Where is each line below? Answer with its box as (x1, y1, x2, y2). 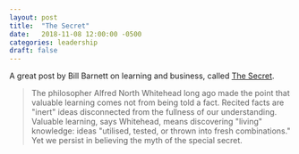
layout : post (9, 12, 58, 22)
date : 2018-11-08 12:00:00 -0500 (9, 29, 142, 38)
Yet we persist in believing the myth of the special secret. (30, 135, 243, 146)
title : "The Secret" (9, 21, 90, 30)
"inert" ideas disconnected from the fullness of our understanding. (30, 107, 278, 118)
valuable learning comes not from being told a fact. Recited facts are (30, 97, 285, 108)
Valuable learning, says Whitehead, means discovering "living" (30, 117, 262, 127)
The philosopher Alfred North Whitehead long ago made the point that (30, 88, 290, 99)
